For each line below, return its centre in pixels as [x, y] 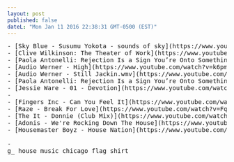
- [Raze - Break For [42, 109]
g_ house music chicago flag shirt [68, 151]
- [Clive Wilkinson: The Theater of [70, 53]
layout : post [26, 14]
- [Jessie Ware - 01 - [46, 88]
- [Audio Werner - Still [49, 74]
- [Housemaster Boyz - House [57, 130]
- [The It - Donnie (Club [52, 116]
